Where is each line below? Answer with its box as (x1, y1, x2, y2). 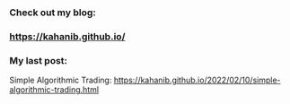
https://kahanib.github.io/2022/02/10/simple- (113, 74, 281, 86)
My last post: (9, 54, 68, 66)
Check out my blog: (9, 6, 97, 19)
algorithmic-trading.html (9, 84, 100, 95)
